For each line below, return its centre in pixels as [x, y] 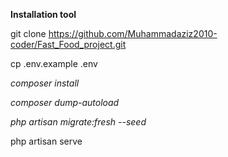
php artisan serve [46, 141]
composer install [45, 83]
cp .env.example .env [54, 63]
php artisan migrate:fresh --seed [78, 122]
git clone [28, 33]
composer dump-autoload [65, 102]
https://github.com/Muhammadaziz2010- [133, 33]
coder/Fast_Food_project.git [68, 44]
